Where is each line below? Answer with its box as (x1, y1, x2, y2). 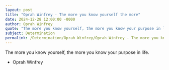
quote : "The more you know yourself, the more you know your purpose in (5, 26, 161, 31)
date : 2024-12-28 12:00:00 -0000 (5, 17, 75, 22)
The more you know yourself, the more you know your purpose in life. (5, 49, 149, 55)
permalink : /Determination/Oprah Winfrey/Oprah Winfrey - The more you (5, 36, 158, 41)
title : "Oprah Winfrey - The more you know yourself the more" (5, 12, 141, 17)
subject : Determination (5, 31, 55, 36)
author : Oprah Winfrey (5, 21, 53, 27)
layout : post (5, 7, 33, 13)
